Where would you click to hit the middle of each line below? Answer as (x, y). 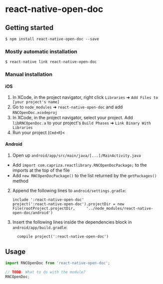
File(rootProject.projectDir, (44, 208)
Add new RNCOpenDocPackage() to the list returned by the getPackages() (84, 175)
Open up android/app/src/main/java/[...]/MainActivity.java (77, 155)
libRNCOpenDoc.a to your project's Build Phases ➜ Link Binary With (81, 123)
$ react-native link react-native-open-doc (51, 62)
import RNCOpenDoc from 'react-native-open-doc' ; (58, 263)
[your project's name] (36, 102)
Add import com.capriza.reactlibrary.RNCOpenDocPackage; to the (80, 165)
